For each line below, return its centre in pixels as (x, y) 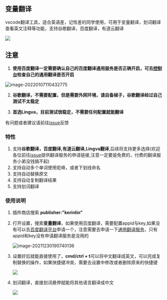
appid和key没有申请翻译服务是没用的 (50, 236)
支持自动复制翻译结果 (34, 180)
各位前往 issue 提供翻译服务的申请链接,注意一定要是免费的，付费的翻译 (85, 155)
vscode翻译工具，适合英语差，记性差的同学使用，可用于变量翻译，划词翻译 (83, 22)
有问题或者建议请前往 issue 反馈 (37, 123)
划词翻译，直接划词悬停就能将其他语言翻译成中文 (63, 282)
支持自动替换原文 (30, 174)
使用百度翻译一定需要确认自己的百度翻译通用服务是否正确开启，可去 (83, 68)
